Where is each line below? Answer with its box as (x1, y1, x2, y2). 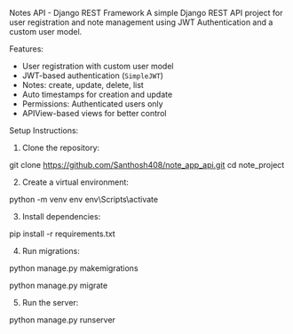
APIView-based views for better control (21, 108, 167, 118)
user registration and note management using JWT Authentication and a (9, 17, 273, 28)
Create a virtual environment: (21, 177, 129, 187)
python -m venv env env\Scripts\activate (9, 195, 158, 204)
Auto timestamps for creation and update (21, 89, 173, 99)
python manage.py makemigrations (9, 263, 139, 274)
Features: (9, 44, 44, 54)
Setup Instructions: (9, 125, 79, 136)
